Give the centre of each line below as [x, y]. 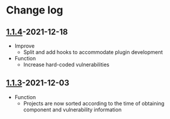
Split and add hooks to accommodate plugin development [93, 52]
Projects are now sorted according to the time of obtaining [94, 103]
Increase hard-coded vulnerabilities [66, 64]
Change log [35, 10]
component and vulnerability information [72, 110]
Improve [25, 46]
